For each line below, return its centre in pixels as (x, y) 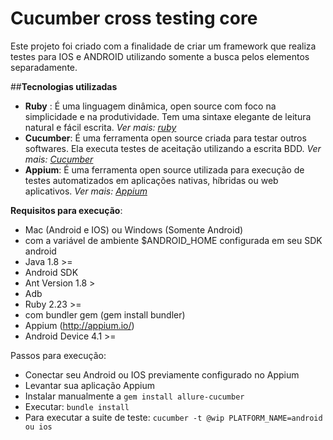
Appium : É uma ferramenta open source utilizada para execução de (164, 169)
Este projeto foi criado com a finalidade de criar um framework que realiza (163, 46)
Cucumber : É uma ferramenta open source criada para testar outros (165, 138)
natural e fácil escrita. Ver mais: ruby (100, 127)
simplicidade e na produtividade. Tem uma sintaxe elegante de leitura (168, 116)
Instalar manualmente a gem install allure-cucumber (134, 396)
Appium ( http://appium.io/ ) (79, 325)
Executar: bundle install (77, 406)
